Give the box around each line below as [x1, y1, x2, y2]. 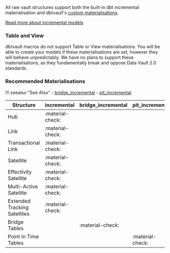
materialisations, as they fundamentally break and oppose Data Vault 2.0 [5, 60, 157, 66]
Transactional [8, 139, 40, 146]
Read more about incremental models [5, 20, 83, 25]
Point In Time [8, 233, 39, 240]
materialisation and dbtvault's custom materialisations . [5, 10, 119, 16]
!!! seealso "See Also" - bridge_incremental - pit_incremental [5, 89, 132, 95]
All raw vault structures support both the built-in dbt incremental [5, 5, 140, 10]
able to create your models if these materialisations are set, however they [5, 49, 158, 55]
